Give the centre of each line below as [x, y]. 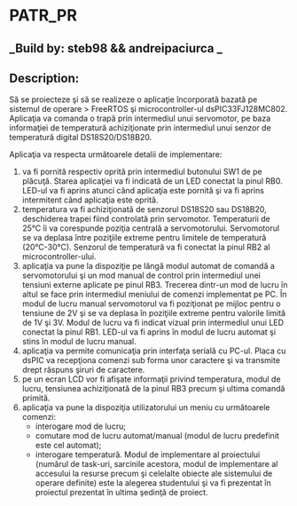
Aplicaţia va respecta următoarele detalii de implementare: [116, 154]
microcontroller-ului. [59, 257]
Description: [44, 78]
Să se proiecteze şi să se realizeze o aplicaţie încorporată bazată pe [133, 99]
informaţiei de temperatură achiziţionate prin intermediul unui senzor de [141, 128]
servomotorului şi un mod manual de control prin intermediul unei [141, 275]
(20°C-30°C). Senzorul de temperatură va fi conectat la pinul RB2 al [146, 247]
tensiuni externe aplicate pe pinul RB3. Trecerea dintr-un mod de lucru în [155, 285]
